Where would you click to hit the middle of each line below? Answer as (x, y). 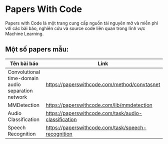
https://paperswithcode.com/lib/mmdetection (99, 105)
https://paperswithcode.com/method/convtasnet (103, 84)
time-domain (23, 78)
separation (20, 90)
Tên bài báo (24, 63)
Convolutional (24, 72)
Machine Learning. (24, 33)
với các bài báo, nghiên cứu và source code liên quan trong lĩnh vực (75, 28)
